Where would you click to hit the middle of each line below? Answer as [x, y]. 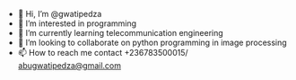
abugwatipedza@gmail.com [69, 66]
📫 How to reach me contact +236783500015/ [103, 53]
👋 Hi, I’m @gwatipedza [60, 14]
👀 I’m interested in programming [77, 23]
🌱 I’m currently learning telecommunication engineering [121, 33]
